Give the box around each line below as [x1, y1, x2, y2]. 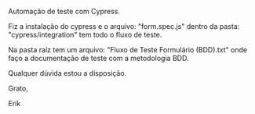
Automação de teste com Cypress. [8, 7, 120, 16]
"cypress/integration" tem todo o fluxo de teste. [8, 30, 162, 39]
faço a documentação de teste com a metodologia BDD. [8, 54, 189, 62]
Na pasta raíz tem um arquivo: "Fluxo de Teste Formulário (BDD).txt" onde [8, 45, 248, 54]
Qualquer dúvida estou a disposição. [8, 69, 127, 77]
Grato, [8, 84, 29, 93]
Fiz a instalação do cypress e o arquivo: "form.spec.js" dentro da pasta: [8, 22, 240, 30]
